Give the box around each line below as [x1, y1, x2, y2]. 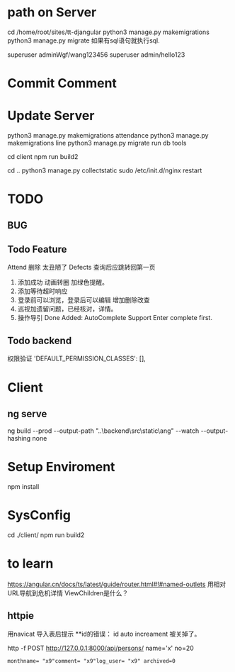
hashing [7, 434, 31, 443]
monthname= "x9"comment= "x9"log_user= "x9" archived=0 [7, 657, 176, 664]
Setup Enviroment [7, 459, 115, 475]
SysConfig [7, 507, 71, 524]
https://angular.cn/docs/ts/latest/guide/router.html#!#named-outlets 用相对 [7, 580, 227, 589]
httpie [7, 610, 34, 622]
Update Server [7, 108, 95, 124]
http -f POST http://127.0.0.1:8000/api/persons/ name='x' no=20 [7, 644, 195, 652]
